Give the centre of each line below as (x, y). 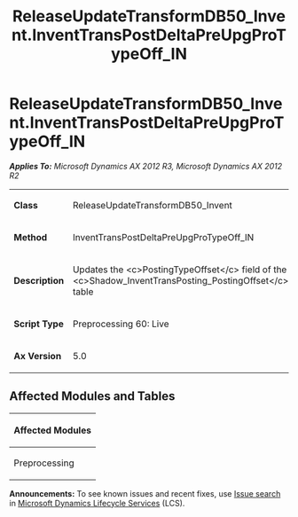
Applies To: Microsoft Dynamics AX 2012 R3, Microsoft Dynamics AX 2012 (146, 166)
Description (39, 280)
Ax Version (38, 356)
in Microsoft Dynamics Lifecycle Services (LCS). (97, 503)
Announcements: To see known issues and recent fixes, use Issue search (145, 493)
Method (31, 237)
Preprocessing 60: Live (121, 324)
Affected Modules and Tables (92, 396)
